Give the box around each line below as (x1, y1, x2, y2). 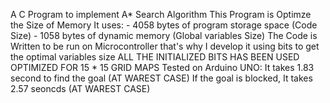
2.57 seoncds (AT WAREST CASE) (10, 83, 151, 94)
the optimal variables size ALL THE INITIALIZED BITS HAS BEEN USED (10, 51, 300, 63)
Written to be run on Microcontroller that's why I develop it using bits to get (10, 40, 320, 52)
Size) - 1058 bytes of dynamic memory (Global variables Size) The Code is (10, 30, 318, 41)
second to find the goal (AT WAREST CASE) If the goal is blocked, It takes (10, 72, 313, 84)
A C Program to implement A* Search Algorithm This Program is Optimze (10, 9, 312, 20)
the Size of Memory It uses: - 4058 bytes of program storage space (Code (10, 19, 318, 31)
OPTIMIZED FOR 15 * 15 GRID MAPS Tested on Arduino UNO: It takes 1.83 (10, 62, 315, 73)
